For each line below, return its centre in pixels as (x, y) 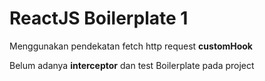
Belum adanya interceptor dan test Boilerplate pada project (132, 65)
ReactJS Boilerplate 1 (99, 18)
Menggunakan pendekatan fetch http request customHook (131, 46)
